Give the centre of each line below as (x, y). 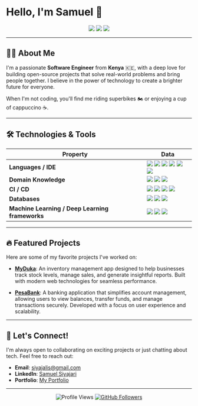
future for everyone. (30, 87)
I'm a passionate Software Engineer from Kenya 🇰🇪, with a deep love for (96, 67)
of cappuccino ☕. (27, 107)
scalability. (28, 311)
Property (75, 154)
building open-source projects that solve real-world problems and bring (93, 74)
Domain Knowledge (37, 180)
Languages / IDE (32, 167)
